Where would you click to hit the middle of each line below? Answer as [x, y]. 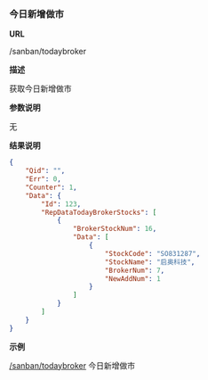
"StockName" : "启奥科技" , [150, 262]
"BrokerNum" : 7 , [135, 270]
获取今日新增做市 [40, 89]
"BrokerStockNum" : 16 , [115, 229]
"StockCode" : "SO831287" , [152, 253]
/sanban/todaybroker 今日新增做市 [72, 365]
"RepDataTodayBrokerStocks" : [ [99, 212]
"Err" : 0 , [44, 179]
